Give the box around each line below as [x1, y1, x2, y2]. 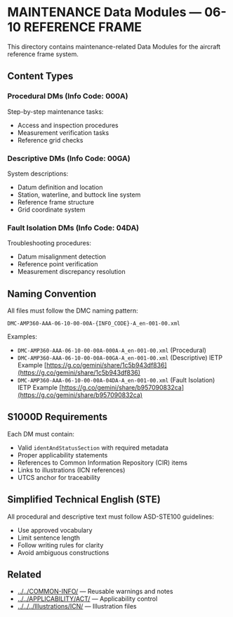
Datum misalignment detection [17, 252, 107, 261]
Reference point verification [17, 260, 98, 268]
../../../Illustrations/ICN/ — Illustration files [17, 602, 137, 611]
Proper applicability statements [17, 450, 108, 459]
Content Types [7, 70, 74, 82]
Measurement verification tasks [17, 128, 109, 137]
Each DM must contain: [7, 429, 75, 438]
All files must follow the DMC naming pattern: [7, 306, 138, 315]
